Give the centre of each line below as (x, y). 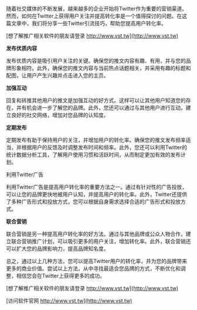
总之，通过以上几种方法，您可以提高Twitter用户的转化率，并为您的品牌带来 (97, 261)
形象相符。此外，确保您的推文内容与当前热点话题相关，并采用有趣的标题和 (101, 68)
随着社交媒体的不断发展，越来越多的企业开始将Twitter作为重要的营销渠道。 (97, 9)
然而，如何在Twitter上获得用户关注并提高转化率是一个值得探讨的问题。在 (94, 16)
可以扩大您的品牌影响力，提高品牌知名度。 (57, 249)
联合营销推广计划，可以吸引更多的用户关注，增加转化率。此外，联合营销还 (101, 241)
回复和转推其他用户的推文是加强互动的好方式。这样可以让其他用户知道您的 (96, 100)
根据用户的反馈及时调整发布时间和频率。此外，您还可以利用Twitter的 (104, 147)
